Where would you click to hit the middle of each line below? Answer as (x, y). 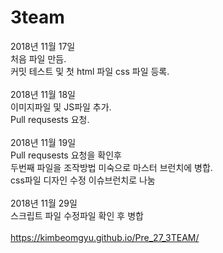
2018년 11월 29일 (44, 203)
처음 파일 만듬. (38, 58)
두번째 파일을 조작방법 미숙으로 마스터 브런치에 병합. (111, 167)
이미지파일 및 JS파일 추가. (61, 107)
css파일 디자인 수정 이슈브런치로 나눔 (83, 180)
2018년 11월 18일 (43, 94)
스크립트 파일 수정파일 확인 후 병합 (77, 215)
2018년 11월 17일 (43, 46)
